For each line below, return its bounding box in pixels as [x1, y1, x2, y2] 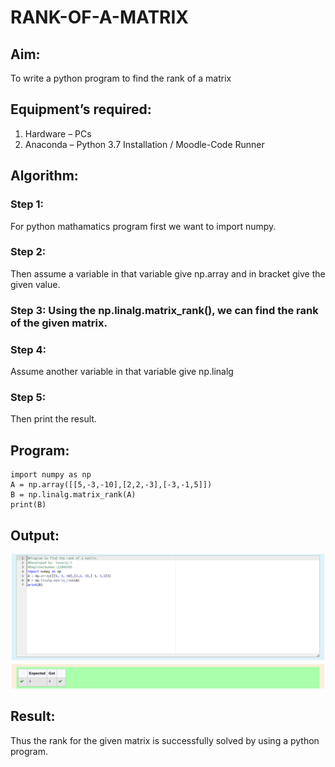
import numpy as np [10, 470, 92, 480]
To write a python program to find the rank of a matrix [10, 72, 232, 84]
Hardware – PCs [24, 127, 92, 140]
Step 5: [10, 390, 47, 404]
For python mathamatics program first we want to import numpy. [10, 220, 277, 232]
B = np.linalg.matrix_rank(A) [10, 490, 137, 500]
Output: [10, 527, 60, 544]
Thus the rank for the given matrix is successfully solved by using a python [10, 734, 320, 746]
